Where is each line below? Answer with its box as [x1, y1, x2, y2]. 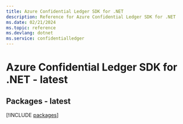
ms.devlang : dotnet [6, 30, 54, 36]
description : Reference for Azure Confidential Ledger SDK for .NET [6, 14, 176, 20]
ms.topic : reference [6, 24, 57, 31]
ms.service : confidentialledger [6, 36, 85, 41]
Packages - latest [6, 96, 71, 106]
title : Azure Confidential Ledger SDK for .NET [6, 8, 124, 15]
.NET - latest [6, 73, 68, 86]
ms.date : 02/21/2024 [6, 19, 57, 25]
